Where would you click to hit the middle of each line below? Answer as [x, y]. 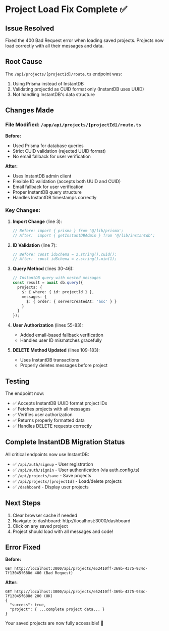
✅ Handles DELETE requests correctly [52, 426]
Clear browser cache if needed [45, 515]
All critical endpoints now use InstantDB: [47, 454]
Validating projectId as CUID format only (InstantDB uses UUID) [78, 89]
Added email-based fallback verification [62, 335]
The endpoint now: [25, 393]
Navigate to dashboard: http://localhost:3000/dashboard [71, 521]
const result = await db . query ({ [48, 283]
